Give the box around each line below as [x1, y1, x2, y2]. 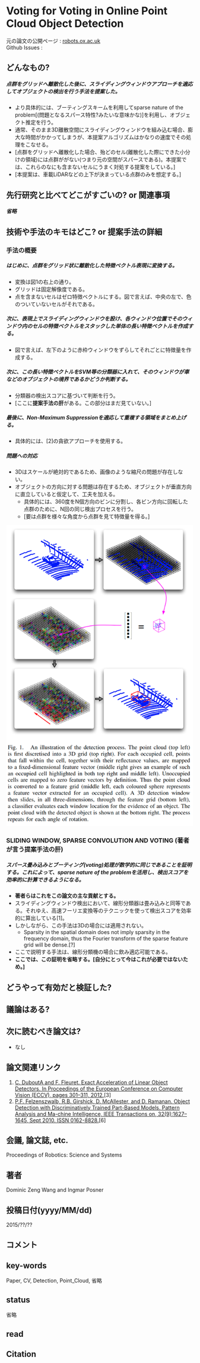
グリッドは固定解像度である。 [14, 286, 88, 293]
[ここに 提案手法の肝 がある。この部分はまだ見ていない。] [14, 399, 152, 406]
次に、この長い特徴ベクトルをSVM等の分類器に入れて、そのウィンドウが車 [6, 368, 190, 375]
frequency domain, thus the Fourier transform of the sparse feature [23, 935, 188, 942]
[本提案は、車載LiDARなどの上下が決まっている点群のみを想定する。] [14, 171, 182, 178]
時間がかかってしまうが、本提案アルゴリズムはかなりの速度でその [25, 134, 186, 141]
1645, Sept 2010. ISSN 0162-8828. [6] [14, 1117, 106, 1124]
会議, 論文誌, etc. [6, 1135, 69, 1146]
